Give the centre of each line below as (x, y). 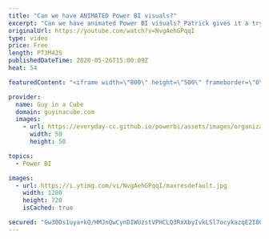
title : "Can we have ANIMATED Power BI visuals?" (93, 16)
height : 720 (42, 201)
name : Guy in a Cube (50, 104)
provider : (25, 97)
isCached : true (48, 208)
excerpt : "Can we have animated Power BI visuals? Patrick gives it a (128, 23)
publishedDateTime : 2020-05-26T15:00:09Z (78, 61)
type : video (28, 38)
